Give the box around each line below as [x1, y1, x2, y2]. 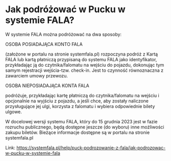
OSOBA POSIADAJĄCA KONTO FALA [5, 41, 83, 47]
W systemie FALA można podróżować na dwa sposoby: [5, 31, 122, 37]
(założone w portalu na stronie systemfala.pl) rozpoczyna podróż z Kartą [5, 51, 158, 57]
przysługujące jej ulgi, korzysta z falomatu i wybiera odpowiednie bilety [5, 103, 155, 109]
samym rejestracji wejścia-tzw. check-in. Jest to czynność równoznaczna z [5, 67, 164, 73]
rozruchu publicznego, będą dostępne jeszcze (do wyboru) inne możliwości [5, 124, 164, 130]
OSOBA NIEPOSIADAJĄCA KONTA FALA [5, 83, 90, 89]
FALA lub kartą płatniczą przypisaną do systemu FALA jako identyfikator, [5, 56, 157, 62]
